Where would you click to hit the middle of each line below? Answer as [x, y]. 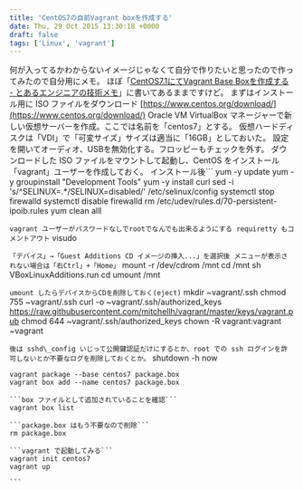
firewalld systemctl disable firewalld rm [82, 201]
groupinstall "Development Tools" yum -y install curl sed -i [125, 182]
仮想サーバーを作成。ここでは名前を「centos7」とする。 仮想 [140, 127]
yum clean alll [76, 211]
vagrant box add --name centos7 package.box [95, 383]
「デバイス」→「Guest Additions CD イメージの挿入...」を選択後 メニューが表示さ [149, 256]
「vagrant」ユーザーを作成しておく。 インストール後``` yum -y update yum [149, 172]
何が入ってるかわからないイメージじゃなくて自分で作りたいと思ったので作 [148, 70]
